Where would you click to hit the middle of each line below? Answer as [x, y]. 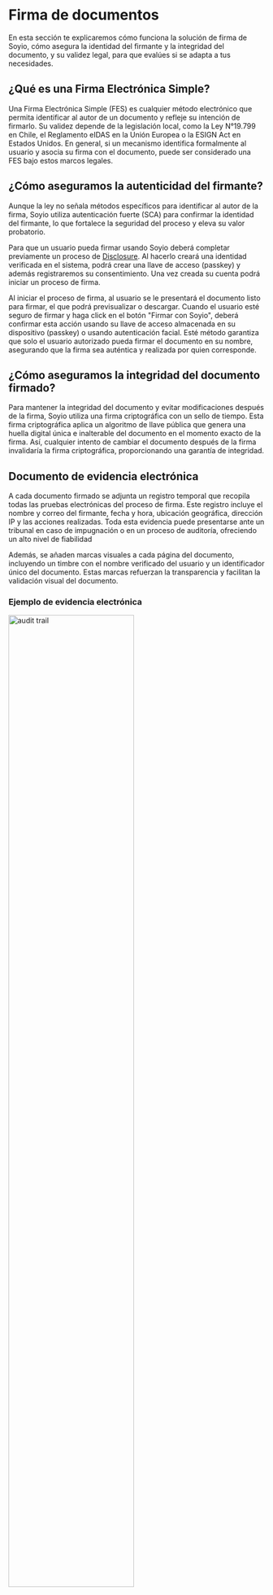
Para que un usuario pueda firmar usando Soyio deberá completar [119, 247]
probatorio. [27, 232]
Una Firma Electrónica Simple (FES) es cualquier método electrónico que [130, 108]
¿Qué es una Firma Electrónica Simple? [109, 89]
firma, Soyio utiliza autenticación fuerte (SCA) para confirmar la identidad [131, 214]
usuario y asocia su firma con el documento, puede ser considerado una [130, 151]
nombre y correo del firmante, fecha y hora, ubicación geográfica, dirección [136, 513]
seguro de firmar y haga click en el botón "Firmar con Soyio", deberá [123, 315]
